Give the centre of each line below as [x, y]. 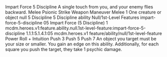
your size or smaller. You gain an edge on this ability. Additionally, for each [82, 44]
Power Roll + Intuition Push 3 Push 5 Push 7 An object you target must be [81, 39]
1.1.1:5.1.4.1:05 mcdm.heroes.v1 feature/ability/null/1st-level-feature [94, 33]
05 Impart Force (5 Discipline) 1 [75, 23]
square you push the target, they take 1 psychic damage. [64, 49]
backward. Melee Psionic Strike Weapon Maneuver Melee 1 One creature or [83, 12]
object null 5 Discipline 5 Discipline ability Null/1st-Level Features [72, 17]
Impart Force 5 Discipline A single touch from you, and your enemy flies [79, 7]
